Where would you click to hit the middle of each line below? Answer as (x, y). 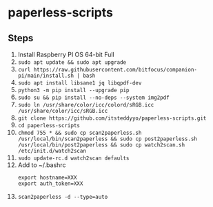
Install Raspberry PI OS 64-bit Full (66, 54)
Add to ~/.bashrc (42, 165)
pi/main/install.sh (46, 76)
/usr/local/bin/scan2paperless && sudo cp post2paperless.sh (108, 139)
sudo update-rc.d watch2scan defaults (73, 158)
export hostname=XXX (47, 177)
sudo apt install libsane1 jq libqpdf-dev (80, 83)
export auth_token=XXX (50, 184)
